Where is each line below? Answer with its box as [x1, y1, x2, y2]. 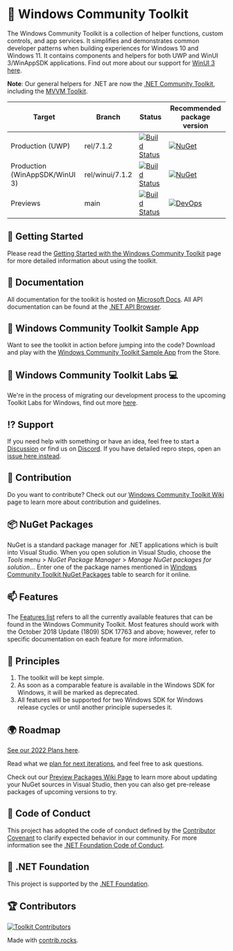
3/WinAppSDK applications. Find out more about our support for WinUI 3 [7, 58, 215, 67]
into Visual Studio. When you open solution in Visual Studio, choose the [7, 548, 212, 556]
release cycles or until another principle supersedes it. [17, 703, 173, 712]
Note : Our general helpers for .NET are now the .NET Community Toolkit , [7, 79, 216, 87]
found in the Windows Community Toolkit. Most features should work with [7, 621, 219, 629]
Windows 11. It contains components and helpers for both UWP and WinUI [7, 51, 218, 60]
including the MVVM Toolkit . [7, 87, 88, 95]
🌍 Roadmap [7, 724, 61, 736]
